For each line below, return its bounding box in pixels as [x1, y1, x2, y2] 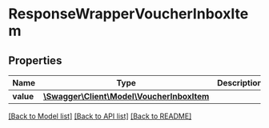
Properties [8, 54, 62, 67]
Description [217, 78, 263, 88]
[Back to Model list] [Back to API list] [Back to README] [8, 111, 192, 121]
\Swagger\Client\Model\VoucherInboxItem [42, 91, 210, 102]
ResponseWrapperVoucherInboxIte [8, 5, 249, 23]
